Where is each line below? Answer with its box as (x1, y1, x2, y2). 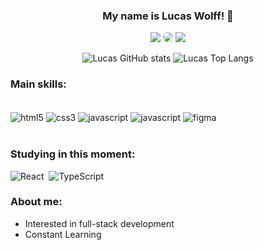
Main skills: (10, 77, 67, 91)
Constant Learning (24, 228, 102, 240)
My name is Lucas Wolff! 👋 (102, 9, 234, 23)
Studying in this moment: (10, 147, 136, 161)
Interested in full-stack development (24, 217, 175, 229)
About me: (10, 195, 63, 209)
